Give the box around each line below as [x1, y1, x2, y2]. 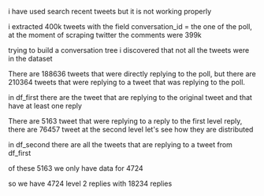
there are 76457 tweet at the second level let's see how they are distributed [8, 125, 254, 134]
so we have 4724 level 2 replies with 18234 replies [8, 179, 173, 188]
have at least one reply [8, 102, 83, 110]
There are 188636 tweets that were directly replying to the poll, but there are [8, 69, 256, 78]
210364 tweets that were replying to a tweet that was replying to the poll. [8, 78, 246, 87]
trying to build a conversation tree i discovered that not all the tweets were [8, 46, 250, 54]
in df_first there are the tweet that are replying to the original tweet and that [8, 93, 252, 102]
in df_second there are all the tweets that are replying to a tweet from [8, 140, 232, 149]
